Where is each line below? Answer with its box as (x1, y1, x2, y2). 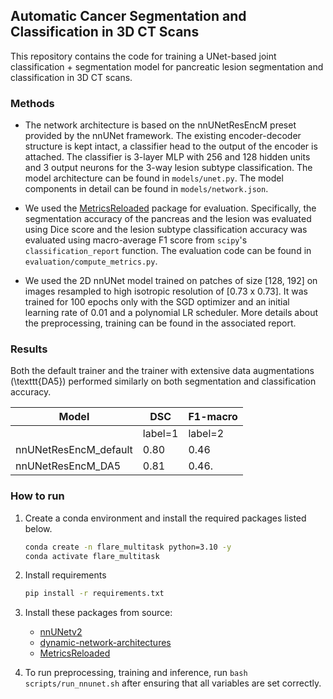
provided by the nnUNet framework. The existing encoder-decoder (24, 130, 302, 142)
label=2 (188, 427, 225, 441)
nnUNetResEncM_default (15, 443, 133, 457)
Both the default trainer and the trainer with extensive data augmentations (10, 365, 315, 377)
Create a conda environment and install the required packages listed (24, 512, 307, 524)
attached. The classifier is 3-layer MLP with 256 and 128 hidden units (24, 151, 311, 163)
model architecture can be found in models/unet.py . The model (24, 172, 284, 184)
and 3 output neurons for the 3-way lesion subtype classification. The (24, 162, 313, 174)
